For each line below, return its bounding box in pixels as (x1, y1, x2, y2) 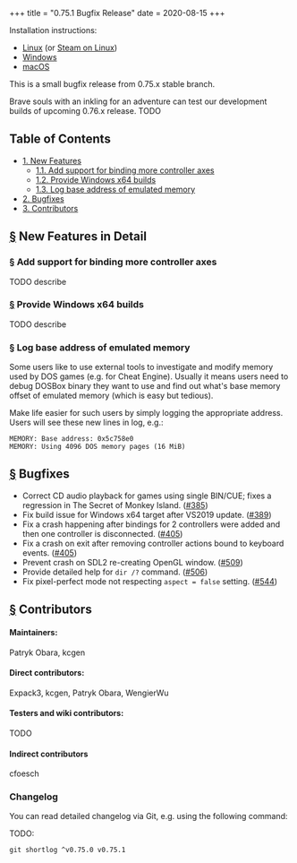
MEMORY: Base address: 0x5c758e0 (9, 435, 134, 444)
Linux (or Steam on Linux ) (21, 42, 118, 53)
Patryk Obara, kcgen (9, 647, 86, 658)
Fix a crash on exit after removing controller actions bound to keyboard (21, 538, 284, 548)
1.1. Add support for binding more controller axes (35, 165, 215, 176)
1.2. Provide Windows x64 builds (35, 174, 157, 185)
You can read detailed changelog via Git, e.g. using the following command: (9, 811, 288, 822)
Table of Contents (9, 132, 112, 147)
